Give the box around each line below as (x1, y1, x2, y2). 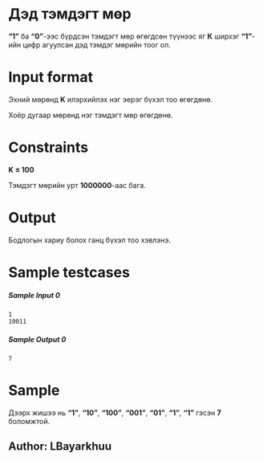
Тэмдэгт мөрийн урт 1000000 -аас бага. (8, 180, 147, 190)
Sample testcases (8, 263, 131, 281)
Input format (8, 68, 94, 87)
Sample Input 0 (8, 290, 61, 300)
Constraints (8, 138, 89, 157)
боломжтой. (8, 416, 51, 426)
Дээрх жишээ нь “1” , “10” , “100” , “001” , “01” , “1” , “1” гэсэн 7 (8, 407, 222, 418)
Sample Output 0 (8, 334, 67, 344)
